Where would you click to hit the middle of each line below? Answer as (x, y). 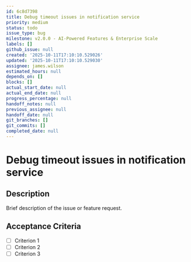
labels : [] (19, 44)
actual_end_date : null (34, 93)
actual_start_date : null (36, 88)
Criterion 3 (27, 254)
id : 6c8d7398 (22, 11)
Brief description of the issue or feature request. (64, 208)
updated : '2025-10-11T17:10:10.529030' (55, 60)
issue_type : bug (26, 33)
